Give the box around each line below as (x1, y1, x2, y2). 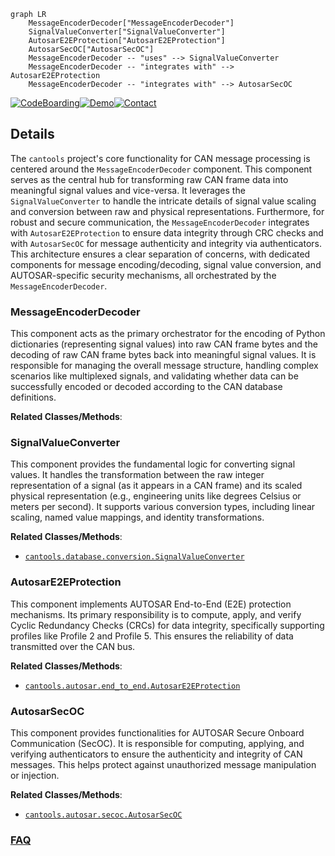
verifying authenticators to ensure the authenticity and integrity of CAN (10, 748, 303, 760)
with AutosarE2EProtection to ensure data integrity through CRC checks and (10, 226, 324, 239)
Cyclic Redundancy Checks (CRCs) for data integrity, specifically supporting (10, 619, 325, 631)
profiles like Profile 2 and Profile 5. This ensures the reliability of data (10, 630, 294, 642)
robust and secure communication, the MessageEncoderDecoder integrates (10, 216, 310, 228)
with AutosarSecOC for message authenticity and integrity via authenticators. (10, 237, 323, 249)
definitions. (10, 391, 57, 404)
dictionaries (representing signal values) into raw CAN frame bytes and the (10, 338, 318, 350)
